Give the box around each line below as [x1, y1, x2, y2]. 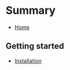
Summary [5, 4, 56, 17]
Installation [14, 57, 42, 64]
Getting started [5, 41, 65, 51]
